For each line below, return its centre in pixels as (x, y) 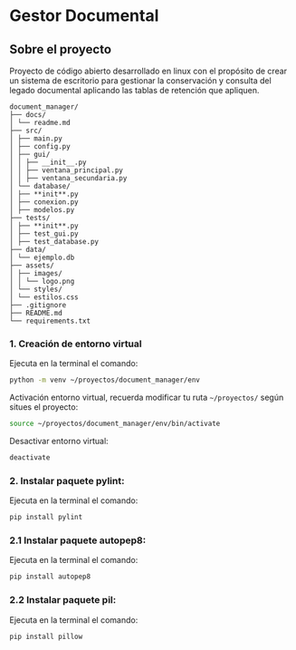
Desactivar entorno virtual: (59, 441)
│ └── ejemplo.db (42, 257)
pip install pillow (46, 636)
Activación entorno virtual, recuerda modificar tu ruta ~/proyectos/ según (147, 398)
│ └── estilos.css (44, 297)
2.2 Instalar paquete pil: (63, 600)
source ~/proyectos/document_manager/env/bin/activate (115, 424)
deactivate (30, 458)
